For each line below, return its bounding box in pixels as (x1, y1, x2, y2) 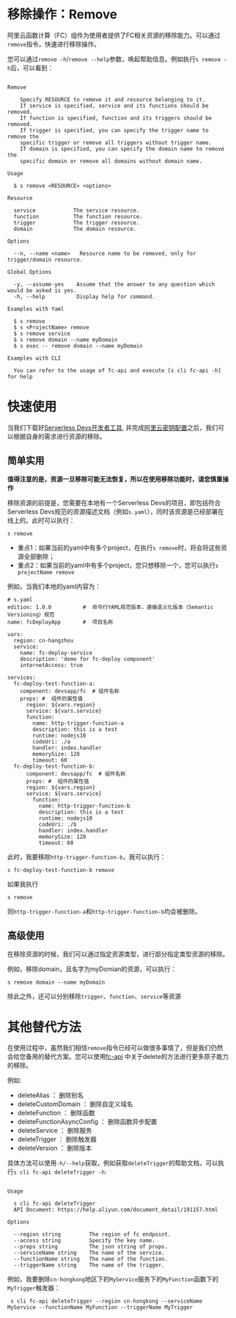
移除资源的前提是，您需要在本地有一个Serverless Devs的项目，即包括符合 (7, 498, 221, 507)
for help (7, 373, 33, 380)
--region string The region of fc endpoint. (13, 1231, 171, 1238)
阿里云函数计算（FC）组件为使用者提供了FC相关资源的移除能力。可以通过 (7, 31, 221, 39)
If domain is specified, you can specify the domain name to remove (20, 145, 225, 152)
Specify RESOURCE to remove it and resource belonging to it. (20, 96, 206, 103)
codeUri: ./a (32, 738, 71, 745)
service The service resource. (13, 207, 140, 214)
